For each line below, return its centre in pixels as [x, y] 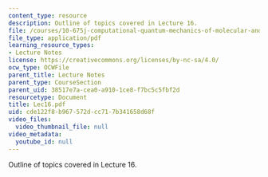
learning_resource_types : [51, 45]
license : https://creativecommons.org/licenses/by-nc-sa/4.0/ [114, 61]
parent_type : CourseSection [55, 82]
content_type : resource [48, 16]
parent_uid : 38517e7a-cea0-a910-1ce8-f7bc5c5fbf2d [94, 90]
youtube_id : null [44, 142]
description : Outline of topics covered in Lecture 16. [103, 23]
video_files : [30, 120]
